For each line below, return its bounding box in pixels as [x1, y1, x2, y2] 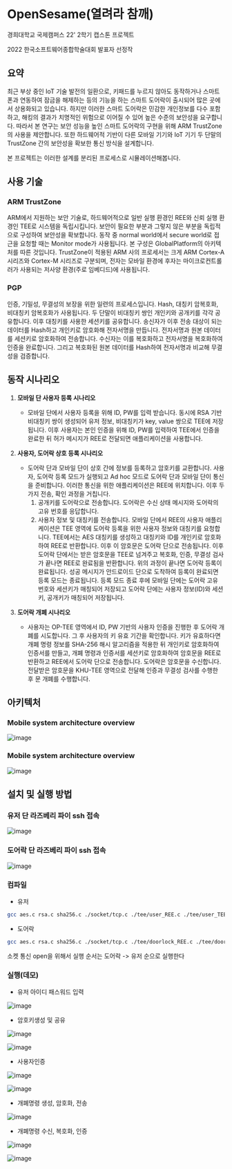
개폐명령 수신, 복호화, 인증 [17, 1127, 88, 1135]
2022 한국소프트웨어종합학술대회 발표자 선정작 [7, 45, 133, 53]
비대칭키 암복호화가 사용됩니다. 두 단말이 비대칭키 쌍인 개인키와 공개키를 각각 [7, 309, 214, 317]
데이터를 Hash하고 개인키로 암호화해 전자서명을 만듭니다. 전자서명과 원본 [7, 326, 202, 334]
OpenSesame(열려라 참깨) [7, 6, 154, 22]
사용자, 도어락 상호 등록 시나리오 [17, 449, 104, 457]
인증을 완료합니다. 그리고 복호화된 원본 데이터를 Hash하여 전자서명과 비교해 [7, 343, 210, 351]
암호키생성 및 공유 [17, 1015, 66, 1024]
